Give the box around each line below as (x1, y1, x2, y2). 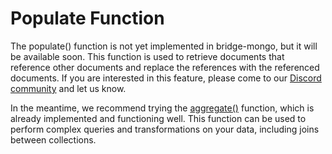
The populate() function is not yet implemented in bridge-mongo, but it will (10, 40, 318, 52)
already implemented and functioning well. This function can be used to (10, 112, 307, 124)
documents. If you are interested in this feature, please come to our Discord (10, 72, 322, 84)
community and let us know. (10, 82, 127, 94)
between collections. (10, 133, 97, 146)
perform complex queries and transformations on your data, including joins (10, 123, 320, 135)
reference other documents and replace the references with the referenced (10, 61, 320, 73)
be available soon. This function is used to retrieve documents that (10, 50, 285, 62)
